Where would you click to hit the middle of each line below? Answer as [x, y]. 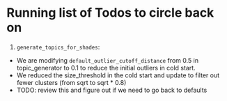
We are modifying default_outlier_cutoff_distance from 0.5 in [108, 60]
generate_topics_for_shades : [58, 47]
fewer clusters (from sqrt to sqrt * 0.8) [71, 82]
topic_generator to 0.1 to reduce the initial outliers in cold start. [106, 68]
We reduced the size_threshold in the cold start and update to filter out [118, 75]
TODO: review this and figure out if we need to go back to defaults [112, 90]
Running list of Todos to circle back [110, 13]
